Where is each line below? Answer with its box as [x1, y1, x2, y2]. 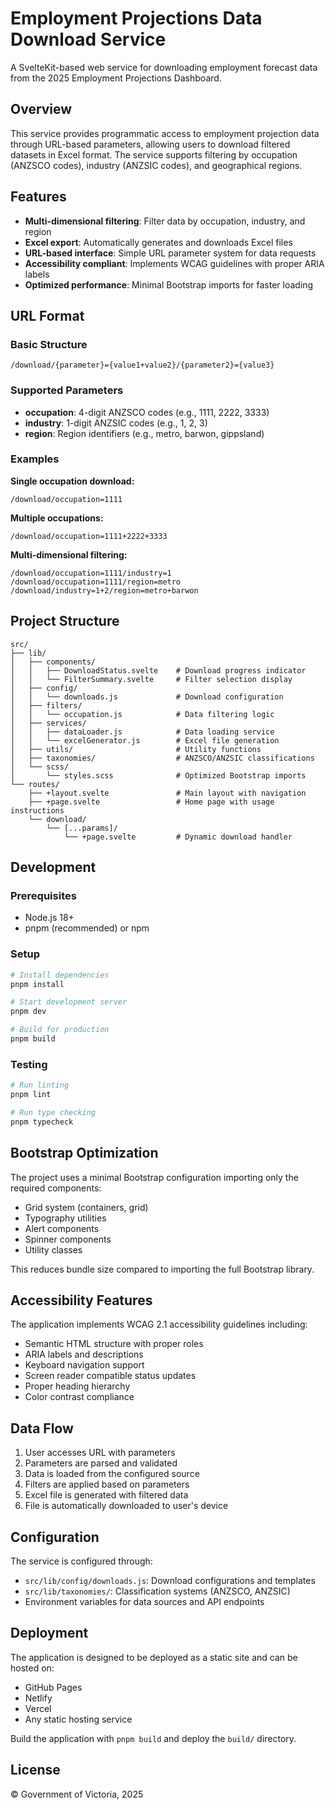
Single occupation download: [10, 475, 135, 487]
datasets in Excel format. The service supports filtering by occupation [10, 148, 298, 161]
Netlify [24, 1692, 53, 1704]
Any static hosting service [24, 1713, 133, 1725]
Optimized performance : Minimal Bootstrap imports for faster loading [24, 278, 314, 291]
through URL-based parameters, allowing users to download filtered [10, 138, 291, 150]
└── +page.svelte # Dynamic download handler [63, 832, 293, 842]
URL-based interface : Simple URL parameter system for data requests [24, 247, 317, 259]
